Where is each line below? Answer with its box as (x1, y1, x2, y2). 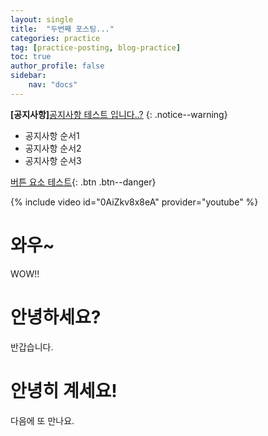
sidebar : (10, 71, 47, 81)
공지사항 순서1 (24, 129, 80, 141)
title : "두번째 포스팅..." (10, 24, 115, 34)
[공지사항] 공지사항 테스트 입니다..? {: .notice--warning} (10, 108, 228, 120)
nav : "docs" (28, 80, 78, 90)
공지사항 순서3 (24, 154, 82, 166)
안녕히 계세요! (10, 379, 118, 402)
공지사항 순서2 (24, 142, 82, 154)
